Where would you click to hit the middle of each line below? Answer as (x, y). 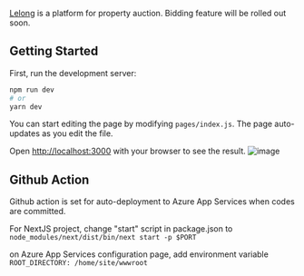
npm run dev (32, 90)
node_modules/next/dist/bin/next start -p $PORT (103, 238)
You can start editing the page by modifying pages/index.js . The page (141, 124)
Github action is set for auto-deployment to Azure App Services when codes (152, 202)
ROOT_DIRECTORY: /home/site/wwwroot (78, 263)
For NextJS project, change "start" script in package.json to (121, 229)
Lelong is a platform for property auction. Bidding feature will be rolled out (148, 13)
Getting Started (54, 51)
